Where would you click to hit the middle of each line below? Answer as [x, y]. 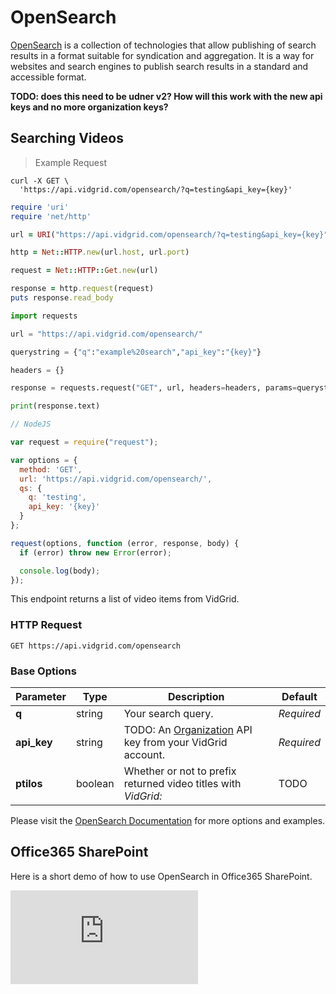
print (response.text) [55, 406]
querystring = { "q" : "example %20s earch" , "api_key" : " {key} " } [136, 352]
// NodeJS [31, 424]
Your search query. [168, 713]
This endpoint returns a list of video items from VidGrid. [125, 599]
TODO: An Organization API [188, 729]
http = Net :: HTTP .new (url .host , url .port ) [100, 252]
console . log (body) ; [60, 571]
